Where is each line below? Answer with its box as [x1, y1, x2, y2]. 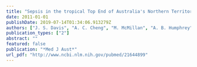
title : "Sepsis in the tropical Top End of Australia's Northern [6, 8, 169, 15]
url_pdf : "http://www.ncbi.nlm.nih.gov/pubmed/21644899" [6, 52, 148, 58]
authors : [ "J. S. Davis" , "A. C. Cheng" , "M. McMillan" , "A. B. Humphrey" [6, 24, 193, 31]
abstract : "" [6, 36, 38, 41]
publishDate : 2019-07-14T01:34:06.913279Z [6, 19, 111, 25]
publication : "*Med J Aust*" [6, 47, 77, 52]
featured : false [6, 41, 46, 47]
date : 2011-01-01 [6, 14, 49, 20]
